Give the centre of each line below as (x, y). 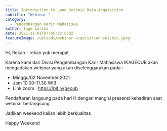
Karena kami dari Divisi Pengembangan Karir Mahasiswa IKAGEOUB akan (82, 62)
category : (16, 19)
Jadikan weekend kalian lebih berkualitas (48, 113)
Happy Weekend (23, 123)
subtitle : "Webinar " (28, 15)
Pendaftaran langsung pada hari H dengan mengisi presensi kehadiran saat (84, 98)
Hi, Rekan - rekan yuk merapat (37, 52)
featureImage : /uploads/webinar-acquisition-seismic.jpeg (68, 38)
